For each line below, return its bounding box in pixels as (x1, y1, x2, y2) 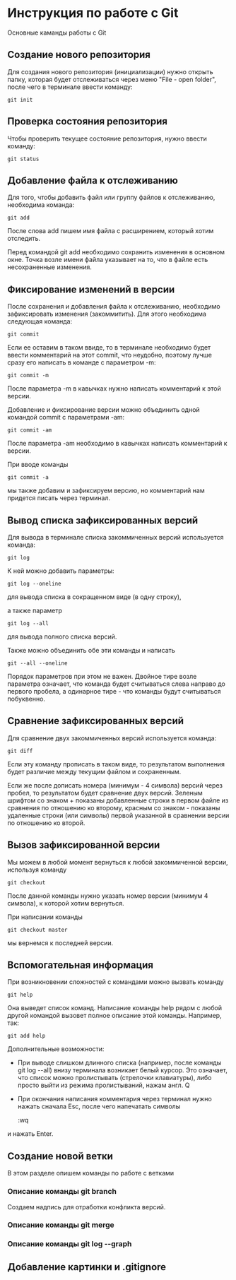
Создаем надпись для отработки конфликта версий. (7, 1202, 166, 1211)
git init (7, 96, 33, 103)
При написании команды (7, 913, 83, 921)
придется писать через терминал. (7, 494, 111, 502)
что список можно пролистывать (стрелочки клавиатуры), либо (17, 1074, 212, 1082)
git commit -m (7, 372, 49, 379)
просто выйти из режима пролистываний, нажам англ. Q (17, 1081, 190, 1089)
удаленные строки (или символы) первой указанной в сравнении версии (7, 811, 230, 819)
